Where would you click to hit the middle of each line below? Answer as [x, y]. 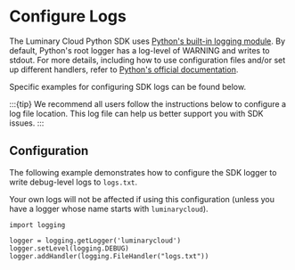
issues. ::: [27, 123]
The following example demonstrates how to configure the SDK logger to [143, 172]
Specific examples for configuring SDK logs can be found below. [128, 86]
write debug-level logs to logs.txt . [74, 182]
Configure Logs [68, 16]
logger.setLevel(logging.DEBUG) [69, 248]
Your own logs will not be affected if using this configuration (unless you [142, 199]
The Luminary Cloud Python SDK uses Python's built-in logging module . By [147, 41]
